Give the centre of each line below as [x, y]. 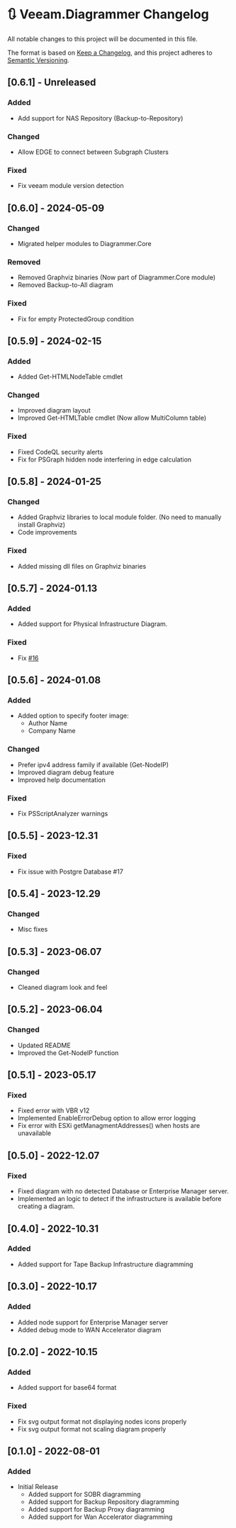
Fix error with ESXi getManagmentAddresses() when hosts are [109, 1126]
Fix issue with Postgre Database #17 [71, 871]
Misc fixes [33, 930]
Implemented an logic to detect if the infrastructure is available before [119, 1199]
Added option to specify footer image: [73, 716]
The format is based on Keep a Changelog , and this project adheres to [110, 52]
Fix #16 [28, 658]
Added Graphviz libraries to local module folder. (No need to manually [119, 517]
